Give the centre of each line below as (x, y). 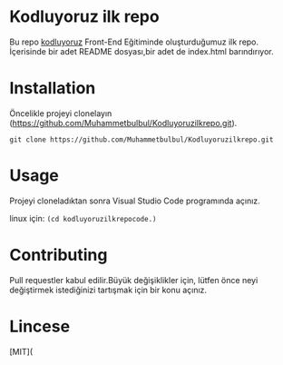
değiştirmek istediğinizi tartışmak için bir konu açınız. (108, 290)
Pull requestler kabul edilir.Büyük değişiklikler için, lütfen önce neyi (134, 280)
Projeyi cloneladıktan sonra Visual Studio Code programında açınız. (135, 201)
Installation (53, 89)
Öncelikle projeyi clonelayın (61, 113)
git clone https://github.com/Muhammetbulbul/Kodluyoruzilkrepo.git (141, 139)
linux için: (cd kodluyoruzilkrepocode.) (83, 218)
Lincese (40, 326)
